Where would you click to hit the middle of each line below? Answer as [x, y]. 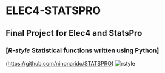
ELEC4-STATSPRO [53, 11]
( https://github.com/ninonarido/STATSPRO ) [60, 63]
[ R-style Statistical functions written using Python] [82, 50]
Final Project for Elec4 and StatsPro [74, 33]
